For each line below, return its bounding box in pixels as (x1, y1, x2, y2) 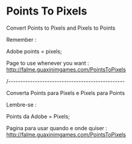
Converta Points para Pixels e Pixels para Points (6, 89, 125, 96)
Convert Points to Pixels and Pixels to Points (6, 24, 116, 31)
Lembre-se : (6, 101, 37, 108)
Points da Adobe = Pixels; (6, 113, 71, 120)
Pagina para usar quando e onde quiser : (6, 124, 107, 131)
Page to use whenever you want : (6, 59, 89, 67)
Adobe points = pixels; (6, 47, 62, 55)
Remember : (6, 36, 37, 43)
